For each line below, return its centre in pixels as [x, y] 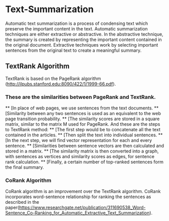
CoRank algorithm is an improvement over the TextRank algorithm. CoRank [83, 192]
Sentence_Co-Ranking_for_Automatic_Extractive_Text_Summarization [77, 213]
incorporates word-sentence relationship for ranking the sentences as [78, 197]
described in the [22, 202]
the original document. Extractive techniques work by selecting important [82, 45]
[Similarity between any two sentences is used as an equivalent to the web [83, 114]
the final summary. [25, 167]
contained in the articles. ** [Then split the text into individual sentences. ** [84, 135]
